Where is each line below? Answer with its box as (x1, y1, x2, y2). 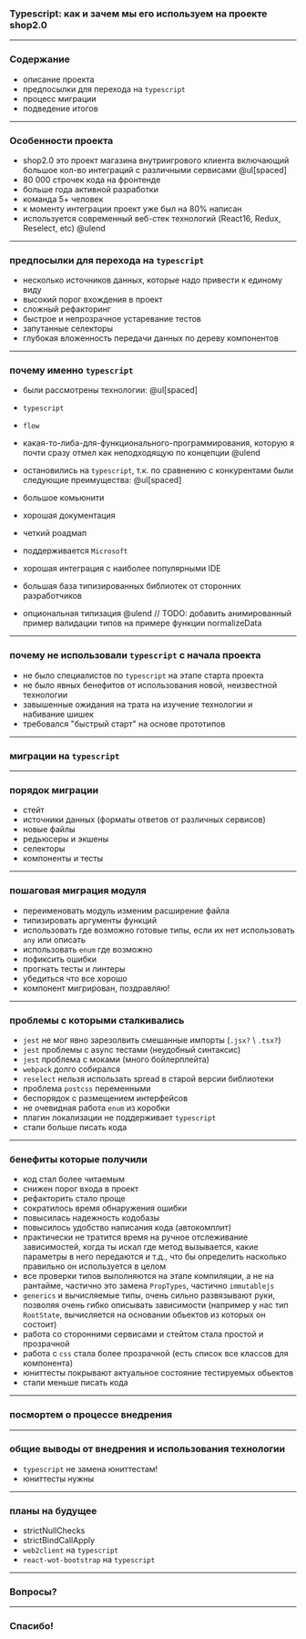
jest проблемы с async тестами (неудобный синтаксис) (22, 1044, 241, 1055)
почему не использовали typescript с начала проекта (9, 649, 261, 662)
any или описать (22, 933, 87, 945)
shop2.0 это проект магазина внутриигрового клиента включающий (22, 154, 290, 166)
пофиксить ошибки (22, 954, 97, 964)
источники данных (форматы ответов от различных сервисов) (22, 814, 266, 825)
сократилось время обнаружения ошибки (22, 1202, 188, 1214)
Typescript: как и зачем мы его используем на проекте (9, 7, 268, 20)
